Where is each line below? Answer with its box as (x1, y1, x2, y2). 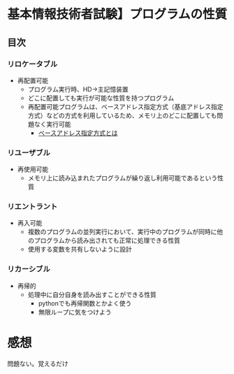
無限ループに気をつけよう (38, 308, 112, 316)
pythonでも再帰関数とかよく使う (38, 299, 132, 308)
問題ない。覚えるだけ (7, 359, 68, 368)
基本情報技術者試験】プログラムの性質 (7, 6, 228, 22)
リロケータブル (7, 59, 58, 69)
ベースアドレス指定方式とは (38, 129, 118, 137)
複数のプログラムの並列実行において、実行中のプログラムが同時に (27, 228, 217, 236)
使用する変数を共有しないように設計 (27, 245, 133, 254)
